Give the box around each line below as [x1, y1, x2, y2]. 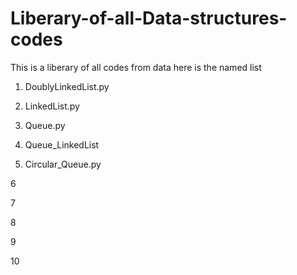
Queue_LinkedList [24, 138, 100, 151]
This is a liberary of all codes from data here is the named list [10, 61, 262, 73]
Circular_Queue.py [24, 158, 102, 170]
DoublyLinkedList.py [24, 80, 110, 92]
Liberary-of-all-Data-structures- [10, 7, 288, 30]
